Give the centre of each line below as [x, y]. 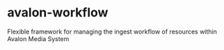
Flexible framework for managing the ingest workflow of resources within [112, 32]
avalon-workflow [58, 13]
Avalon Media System [38, 38]
